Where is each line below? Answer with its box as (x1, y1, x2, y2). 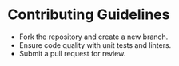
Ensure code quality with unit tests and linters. (18, 40, 172, 49)
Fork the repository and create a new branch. (18, 32, 169, 41)
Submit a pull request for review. (18, 49, 126, 58)
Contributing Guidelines (7, 6, 170, 24)
